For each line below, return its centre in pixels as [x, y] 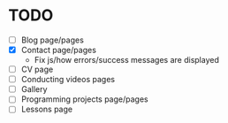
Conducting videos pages [68, 80]
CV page [37, 69]
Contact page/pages [58, 50]
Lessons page [46, 109]
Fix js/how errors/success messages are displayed [127, 60]
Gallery [34, 89]
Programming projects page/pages [84, 99]
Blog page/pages [53, 40]
